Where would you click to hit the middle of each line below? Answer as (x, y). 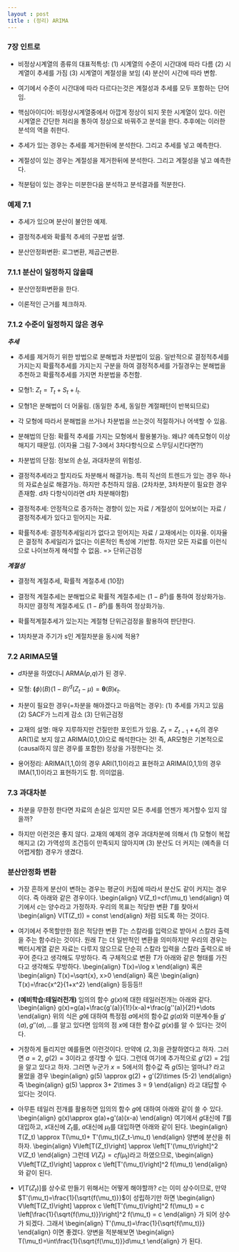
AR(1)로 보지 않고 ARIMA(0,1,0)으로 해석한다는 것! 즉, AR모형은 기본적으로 (121, 739)
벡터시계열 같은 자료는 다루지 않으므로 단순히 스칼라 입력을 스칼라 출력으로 (121, 948)
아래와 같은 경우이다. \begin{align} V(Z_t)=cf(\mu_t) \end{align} (131, 898)
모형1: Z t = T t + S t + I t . (49, 390)
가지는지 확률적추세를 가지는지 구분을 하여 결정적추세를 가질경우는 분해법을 (122, 366)
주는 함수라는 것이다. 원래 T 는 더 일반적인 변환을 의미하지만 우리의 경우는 (126, 939)
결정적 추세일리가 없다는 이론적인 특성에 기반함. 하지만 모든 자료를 (117, 542)
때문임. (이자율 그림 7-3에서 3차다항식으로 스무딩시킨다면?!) (120, 445)
